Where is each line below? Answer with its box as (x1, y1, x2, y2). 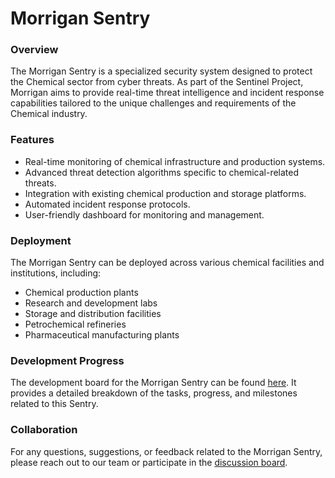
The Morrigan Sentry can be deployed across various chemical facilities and (10, 257, 325, 269)
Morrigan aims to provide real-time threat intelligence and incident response (10, 87, 325, 99)
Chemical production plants (24, 287, 139, 299)
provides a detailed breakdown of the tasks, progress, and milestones (10, 387, 298, 399)
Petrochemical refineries (24, 318, 127, 331)
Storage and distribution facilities (24, 308, 162, 320)
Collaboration (10, 423, 78, 437)
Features (10, 133, 55, 147)
